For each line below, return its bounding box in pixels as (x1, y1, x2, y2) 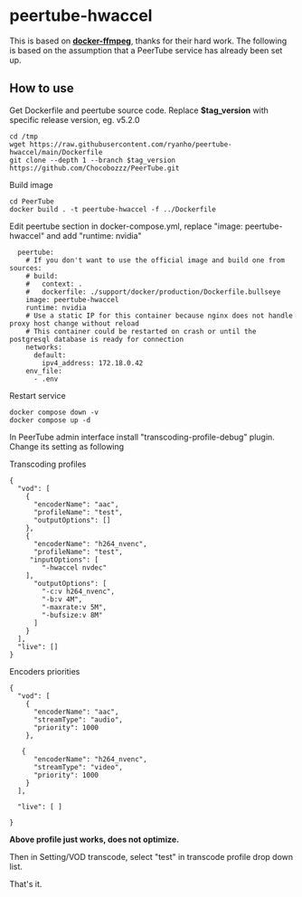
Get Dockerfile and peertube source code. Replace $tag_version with (9, 105, 269, 116)
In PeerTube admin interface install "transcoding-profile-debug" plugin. (9, 431, 276, 442)
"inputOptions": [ (29, 555, 99, 564)
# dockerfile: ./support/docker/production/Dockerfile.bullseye (25, 287, 281, 297)
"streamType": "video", (33, 762, 124, 771)
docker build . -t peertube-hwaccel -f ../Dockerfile (9, 204, 217, 213)
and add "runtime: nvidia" (46, 230, 142, 241)
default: (33, 350, 67, 360)
